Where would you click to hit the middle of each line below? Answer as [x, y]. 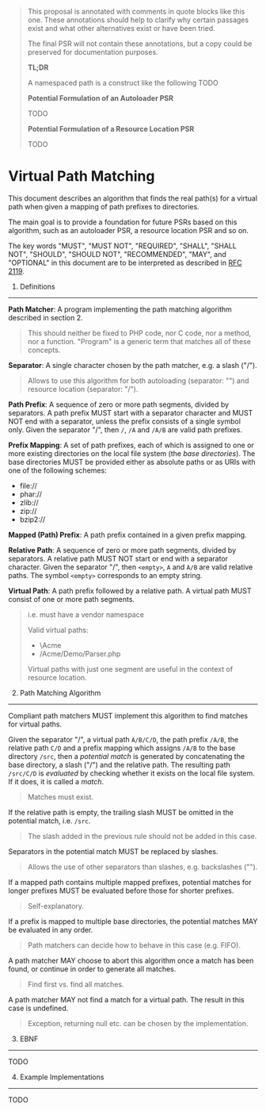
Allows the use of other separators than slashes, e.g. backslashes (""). [142, 867]
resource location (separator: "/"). [83, 389]
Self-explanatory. [56, 906]
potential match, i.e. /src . [49, 821]
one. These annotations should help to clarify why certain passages [138, 20]
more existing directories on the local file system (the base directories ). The [132, 453]
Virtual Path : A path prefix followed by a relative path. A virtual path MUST [130, 591]
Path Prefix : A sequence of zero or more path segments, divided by [119, 404]
